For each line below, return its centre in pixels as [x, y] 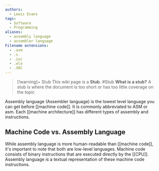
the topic [26, 92]
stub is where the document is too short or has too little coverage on [85, 87]
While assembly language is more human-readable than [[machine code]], [79, 144]
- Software [20, 23]
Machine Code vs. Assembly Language [65, 132]
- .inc [16, 59]
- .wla [16, 63]
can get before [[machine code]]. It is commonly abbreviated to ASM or [76, 107]
